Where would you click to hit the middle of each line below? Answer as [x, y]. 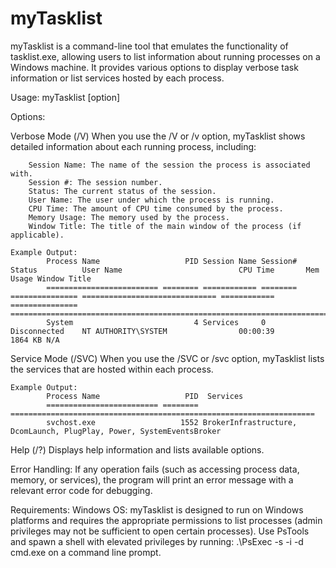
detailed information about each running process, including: [133, 146]
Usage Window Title [51, 278]
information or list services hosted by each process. [117, 78]
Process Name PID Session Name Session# [172, 261]
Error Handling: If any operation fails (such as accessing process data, [155, 469]
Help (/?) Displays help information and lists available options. [137, 449]
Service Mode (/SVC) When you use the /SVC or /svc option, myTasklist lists [167, 358]
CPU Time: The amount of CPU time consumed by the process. [156, 208]
